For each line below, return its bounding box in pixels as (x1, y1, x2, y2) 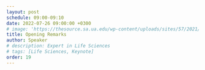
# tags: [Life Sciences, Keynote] (6, 49, 95, 55)
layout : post (6, 9, 40, 15)
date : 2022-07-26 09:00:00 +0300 (6, 20, 92, 26)
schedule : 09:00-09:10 (6, 15, 64, 21)
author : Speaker (6, 37, 48, 43)
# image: (6, 26, 29, 32)
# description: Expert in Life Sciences (6, 43, 111, 49)
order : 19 (6, 54, 32, 60)
